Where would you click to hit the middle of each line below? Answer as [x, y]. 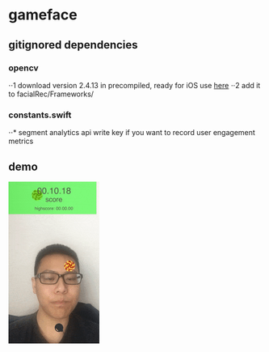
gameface [43, 15]
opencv [23, 68]
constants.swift [40, 115]
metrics [21, 141]
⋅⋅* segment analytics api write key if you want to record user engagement [132, 133]
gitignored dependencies [74, 45]
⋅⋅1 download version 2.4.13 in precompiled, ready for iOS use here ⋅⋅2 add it [134, 85]
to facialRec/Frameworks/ [51, 94]
